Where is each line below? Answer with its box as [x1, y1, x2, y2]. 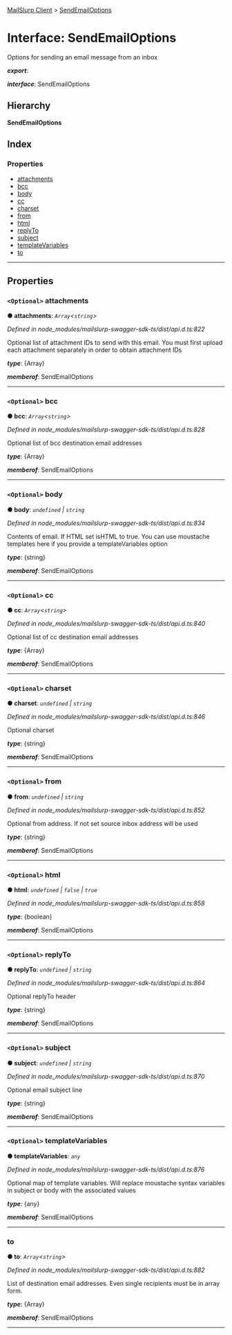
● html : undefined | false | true [7, 885, 98, 894]
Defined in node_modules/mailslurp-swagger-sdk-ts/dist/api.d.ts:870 [7, 1072, 205, 1080]
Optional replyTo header [7, 992, 76, 1000]
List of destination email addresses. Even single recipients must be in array [7, 1280, 220, 1288]
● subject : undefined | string [7, 1059, 92, 1067]
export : [7, 66, 29, 75]
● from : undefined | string [7, 793, 84, 801]
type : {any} [7, 1199, 40, 1208]
